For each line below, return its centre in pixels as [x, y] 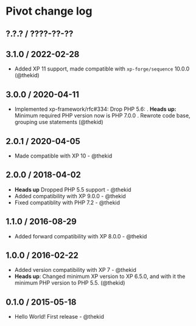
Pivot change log [49, 11]
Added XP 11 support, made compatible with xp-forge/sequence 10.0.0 [102, 69]
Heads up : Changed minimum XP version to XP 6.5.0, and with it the [100, 276]
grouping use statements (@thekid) [59, 122]
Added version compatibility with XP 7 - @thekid [75, 270]
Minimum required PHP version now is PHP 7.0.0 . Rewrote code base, [102, 116]
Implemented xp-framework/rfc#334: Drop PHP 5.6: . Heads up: [95, 109]
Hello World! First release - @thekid [59, 317]
